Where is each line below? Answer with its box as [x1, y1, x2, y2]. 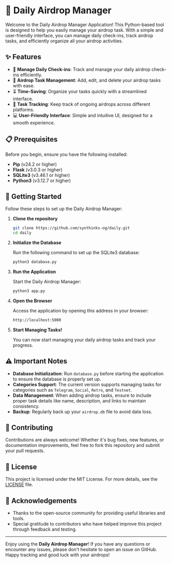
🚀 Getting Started [5, 192, 62, 201]
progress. [12, 342, 33, 348]
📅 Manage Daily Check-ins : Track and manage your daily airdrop [12, 66, 150, 72]
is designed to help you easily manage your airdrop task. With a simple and [5, 27, 164, 33]
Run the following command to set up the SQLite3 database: [12, 250, 140, 256]
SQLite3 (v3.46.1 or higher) [12, 172, 70, 178]
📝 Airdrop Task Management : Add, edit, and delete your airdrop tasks [12, 77, 161, 83]
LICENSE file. [5, 482, 33, 488]
